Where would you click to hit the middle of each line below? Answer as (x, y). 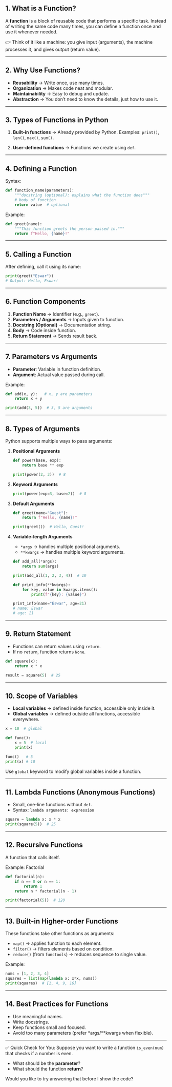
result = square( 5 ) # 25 (33, 675)
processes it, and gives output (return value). (53, 49)
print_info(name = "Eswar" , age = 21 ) (49, 604)
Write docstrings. (31, 1022)
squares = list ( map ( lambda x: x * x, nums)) (51, 978)
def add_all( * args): (35, 561)
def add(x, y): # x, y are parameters (49, 394)
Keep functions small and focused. (49, 1027)
